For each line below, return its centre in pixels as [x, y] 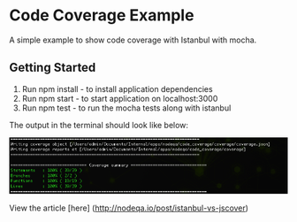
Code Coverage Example [102, 15]
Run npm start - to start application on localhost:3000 [120, 98]
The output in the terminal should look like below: [99, 125]
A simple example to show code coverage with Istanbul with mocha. [133, 40]
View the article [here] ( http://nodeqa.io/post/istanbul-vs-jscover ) [129, 208]
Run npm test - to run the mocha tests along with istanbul [126, 108]
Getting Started [53, 68]
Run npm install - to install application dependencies [118, 88]
